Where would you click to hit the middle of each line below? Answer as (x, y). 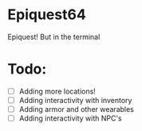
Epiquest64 (47, 15)
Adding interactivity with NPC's (71, 118)
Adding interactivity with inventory (75, 100)
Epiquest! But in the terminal (54, 37)
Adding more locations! (57, 91)
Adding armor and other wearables (77, 109)
